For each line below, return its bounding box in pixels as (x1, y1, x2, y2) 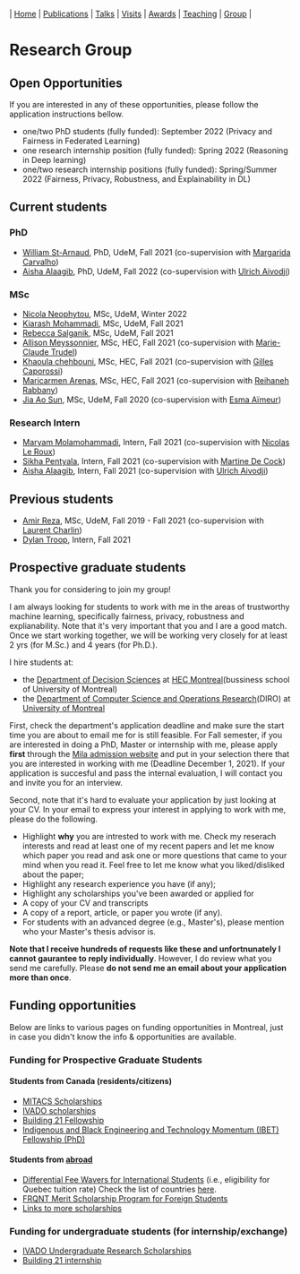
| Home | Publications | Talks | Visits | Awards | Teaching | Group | (9, 9, 253, 19)
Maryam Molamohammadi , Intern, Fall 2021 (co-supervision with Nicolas (21, 437, 290, 448)
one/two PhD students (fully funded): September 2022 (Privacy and (21, 126, 273, 136)
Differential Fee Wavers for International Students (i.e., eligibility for (21, 1175, 270, 1185)
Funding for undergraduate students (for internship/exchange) (9, 1225, 288, 1237)
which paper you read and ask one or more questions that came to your (21, 849, 287, 860)
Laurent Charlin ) (21, 525, 82, 536)
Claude (21, 346, 49, 357)
